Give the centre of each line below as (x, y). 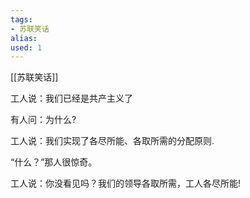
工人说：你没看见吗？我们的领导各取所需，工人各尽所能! (126, 183)
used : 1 (26, 47)
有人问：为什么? (43, 120)
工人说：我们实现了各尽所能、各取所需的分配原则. (112, 141)
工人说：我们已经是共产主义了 (71, 98)
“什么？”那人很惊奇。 (54, 162)
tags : (21, 19)
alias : (24, 38)
